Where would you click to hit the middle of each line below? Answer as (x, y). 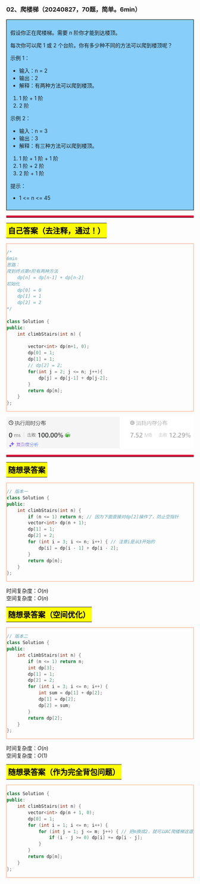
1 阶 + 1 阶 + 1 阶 (38, 158)
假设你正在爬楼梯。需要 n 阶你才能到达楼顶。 (65, 33)
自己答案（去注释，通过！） (57, 231)
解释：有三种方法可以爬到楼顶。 (58, 146)
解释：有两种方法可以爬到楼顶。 (58, 86)
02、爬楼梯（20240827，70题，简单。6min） (74, 9)
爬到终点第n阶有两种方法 (32, 271)
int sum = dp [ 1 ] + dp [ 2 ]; (71, 693)
